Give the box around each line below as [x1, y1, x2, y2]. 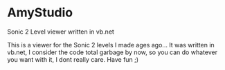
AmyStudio [7, 5, 73, 21]
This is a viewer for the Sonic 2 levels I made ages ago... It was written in [7, 40, 215, 49]
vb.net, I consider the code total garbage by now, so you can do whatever [7, 48, 218, 56]
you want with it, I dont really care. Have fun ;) [7, 55, 139, 63]
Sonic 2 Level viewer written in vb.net [7, 27, 114, 36]
